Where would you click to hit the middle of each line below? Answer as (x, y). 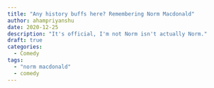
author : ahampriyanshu (41, 21)
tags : (15, 60)
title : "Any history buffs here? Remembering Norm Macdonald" (101, 14)
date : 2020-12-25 (33, 27)
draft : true (25, 40)
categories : (25, 47)
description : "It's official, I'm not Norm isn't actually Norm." (107, 34)
